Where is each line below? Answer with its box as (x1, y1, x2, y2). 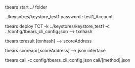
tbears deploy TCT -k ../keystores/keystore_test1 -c (5, 23, 110, 29)
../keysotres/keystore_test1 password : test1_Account (5, 14, 113, 19)
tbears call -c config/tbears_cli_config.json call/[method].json (5, 57, 131, 63)
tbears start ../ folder (5, 4, 47, 10)
